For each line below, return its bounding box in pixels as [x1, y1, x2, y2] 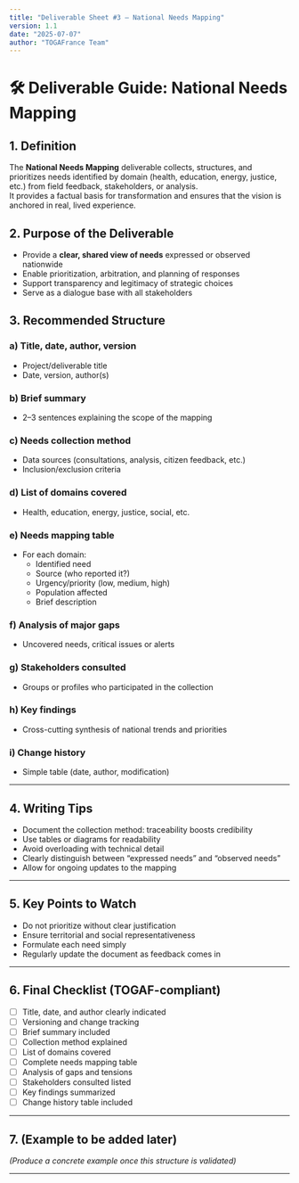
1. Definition [9, 138, 77, 153]
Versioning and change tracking [21, 1016, 140, 1027]
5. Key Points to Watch [9, 897, 137, 912]
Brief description [35, 596, 97, 607]
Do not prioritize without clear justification [21, 920, 176, 931]
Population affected [35, 587, 109, 597]
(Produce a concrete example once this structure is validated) [9, 1155, 237, 1166]
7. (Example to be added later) [9, 1131, 178, 1146]
